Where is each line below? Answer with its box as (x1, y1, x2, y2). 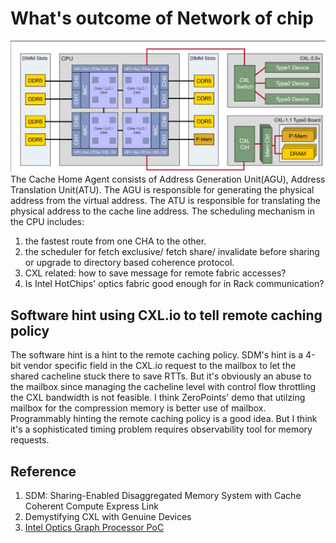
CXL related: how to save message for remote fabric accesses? (24, 267, 287, 279)
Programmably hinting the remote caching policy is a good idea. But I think (10, 413, 318, 425)
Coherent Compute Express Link (24, 500, 159, 512)
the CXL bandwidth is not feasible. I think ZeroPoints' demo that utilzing (10, 392, 306, 404)
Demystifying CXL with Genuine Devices (24, 510, 192, 522)
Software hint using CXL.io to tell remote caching (10, 307, 323, 324)
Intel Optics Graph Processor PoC (24, 521, 165, 533)
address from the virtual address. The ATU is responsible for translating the (10, 195, 321, 207)
